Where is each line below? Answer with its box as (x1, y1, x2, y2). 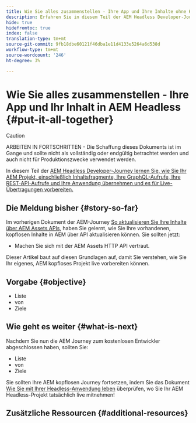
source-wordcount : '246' (6, 52, 66, 58)
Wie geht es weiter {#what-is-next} (6, 322, 138, 332)
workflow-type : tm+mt (6, 47, 59, 53)
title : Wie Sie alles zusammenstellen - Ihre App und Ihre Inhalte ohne (6, 8, 187, 15)
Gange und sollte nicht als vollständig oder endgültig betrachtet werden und (6, 150, 189, 157)
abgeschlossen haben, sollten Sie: (6, 343, 89, 350)
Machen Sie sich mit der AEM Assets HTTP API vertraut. (14, 243, 150, 250)
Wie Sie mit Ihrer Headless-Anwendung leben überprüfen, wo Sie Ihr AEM (6, 385, 184, 392)
